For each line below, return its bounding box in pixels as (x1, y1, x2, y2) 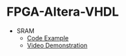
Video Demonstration (26, 41, 88, 49)
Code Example (26, 33, 69, 42)
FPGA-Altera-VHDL (6, 4, 119, 20)
